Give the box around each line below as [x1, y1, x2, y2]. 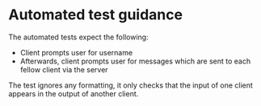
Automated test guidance [8, 6, 183, 24]
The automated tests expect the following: [8, 32, 149, 42]
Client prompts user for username [19, 47, 133, 57]
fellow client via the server [19, 64, 108, 74]
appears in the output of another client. [8, 88, 139, 98]
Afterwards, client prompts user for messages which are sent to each [19, 56, 251, 66]
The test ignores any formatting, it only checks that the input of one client [8, 80, 253, 90]
